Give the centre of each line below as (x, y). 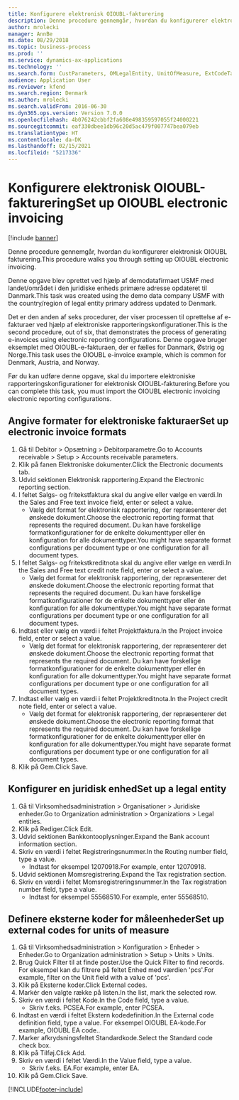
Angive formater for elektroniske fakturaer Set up (118, 421)
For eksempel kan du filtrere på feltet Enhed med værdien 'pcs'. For (116, 970)
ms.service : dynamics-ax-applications (65, 60)
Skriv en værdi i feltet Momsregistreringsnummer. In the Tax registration (123, 882)
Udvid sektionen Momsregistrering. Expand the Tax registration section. (122, 874)
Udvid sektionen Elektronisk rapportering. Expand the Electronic (111, 479)
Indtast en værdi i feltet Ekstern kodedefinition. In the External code (116, 1015)
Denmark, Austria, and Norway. (54, 362)
